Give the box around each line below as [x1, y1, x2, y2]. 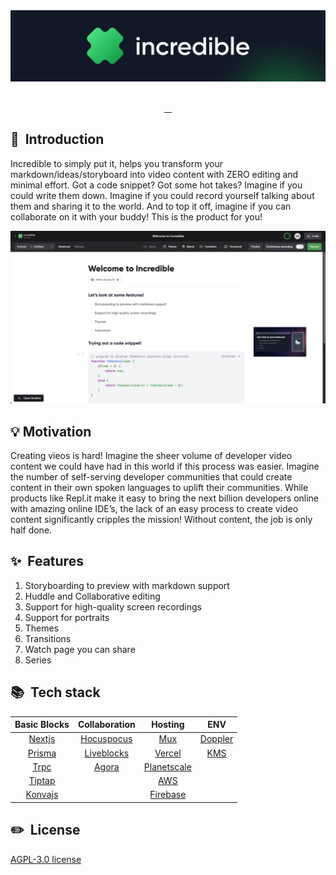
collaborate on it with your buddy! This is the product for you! [10, 210, 263, 223]
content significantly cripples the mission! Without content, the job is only [10, 513, 313, 525]
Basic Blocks [14, 719, 70, 731]
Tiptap [28, 775, 56, 787]
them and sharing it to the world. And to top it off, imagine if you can [10, 200, 292, 212]
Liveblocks [84, 747, 130, 759]
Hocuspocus [80, 733, 133, 745]
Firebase [149, 789, 187, 801]
